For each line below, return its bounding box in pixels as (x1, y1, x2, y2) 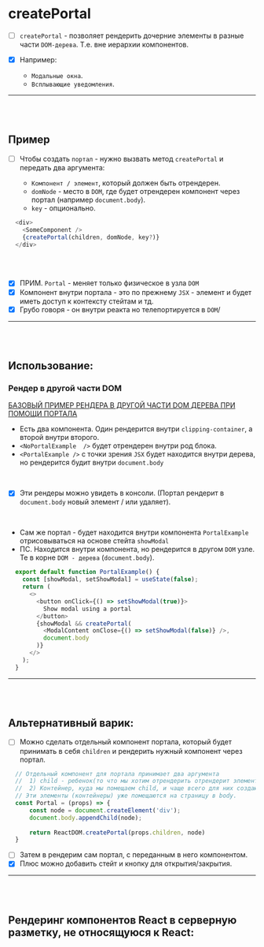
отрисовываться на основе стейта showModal (19, 536, 169, 546)
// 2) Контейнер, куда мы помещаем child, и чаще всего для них (15, 785, 234, 792)
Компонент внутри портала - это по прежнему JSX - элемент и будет (19, 287, 252, 296)
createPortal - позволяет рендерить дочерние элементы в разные (19, 31, 244, 40)
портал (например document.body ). (31, 195, 146, 204)
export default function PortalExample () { (15, 569, 159, 576)
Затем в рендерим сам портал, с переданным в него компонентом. (19, 850, 248, 859)
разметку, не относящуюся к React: (8, 926, 195, 939)
